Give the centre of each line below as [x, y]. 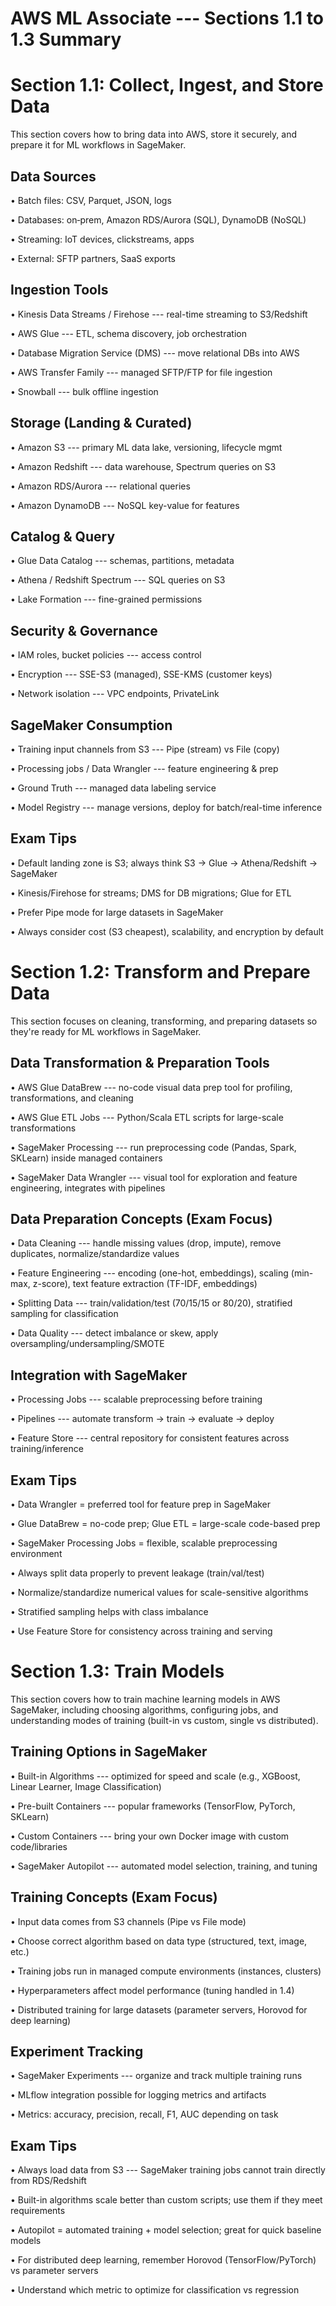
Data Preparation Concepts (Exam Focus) [141, 1218]
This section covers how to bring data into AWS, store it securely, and [154, 134]
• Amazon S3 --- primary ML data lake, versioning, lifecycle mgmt [146, 447]
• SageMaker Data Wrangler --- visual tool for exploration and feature [154, 1177]
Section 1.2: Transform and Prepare [160, 972]
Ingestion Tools [59, 290]
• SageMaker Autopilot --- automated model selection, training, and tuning [164, 1866]
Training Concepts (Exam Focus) [114, 1897]
